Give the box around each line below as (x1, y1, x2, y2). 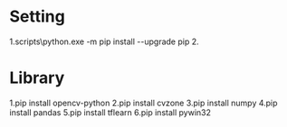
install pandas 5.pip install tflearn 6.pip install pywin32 (9, 106, 211, 118)
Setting (9, 6, 65, 27)
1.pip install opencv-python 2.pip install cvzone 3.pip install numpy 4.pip (9, 97, 278, 108)
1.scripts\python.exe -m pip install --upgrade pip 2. (9, 36, 199, 47)
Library (9, 68, 65, 88)
